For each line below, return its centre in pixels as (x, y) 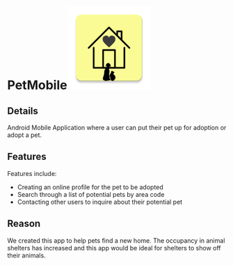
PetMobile (37, 85)
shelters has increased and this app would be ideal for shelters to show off (114, 248)
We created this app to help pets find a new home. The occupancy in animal (116, 240)
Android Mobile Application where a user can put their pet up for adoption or (117, 128)
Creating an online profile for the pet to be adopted (90, 187)
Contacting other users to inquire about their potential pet (100, 202)
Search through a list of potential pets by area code (91, 194)
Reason (24, 224)
